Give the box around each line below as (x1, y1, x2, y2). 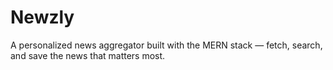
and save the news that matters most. (10, 49, 166, 61)
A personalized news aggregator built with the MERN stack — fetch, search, (10, 39, 323, 51)
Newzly (10, 6, 75, 29)
